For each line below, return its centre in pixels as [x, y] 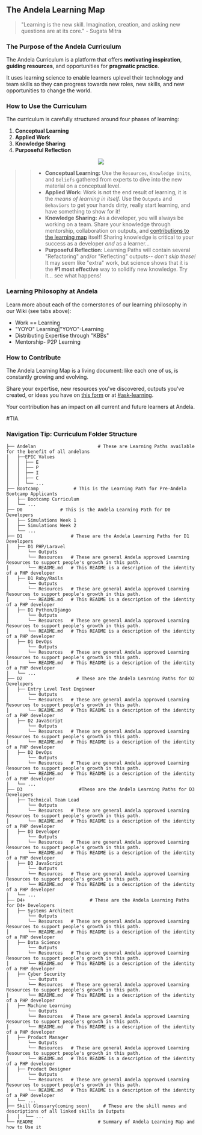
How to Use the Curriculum [47, 106]
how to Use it [24, 1127]
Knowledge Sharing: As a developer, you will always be [114, 218]
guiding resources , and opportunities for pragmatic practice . [83, 66]
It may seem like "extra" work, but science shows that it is [116, 263]
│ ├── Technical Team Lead [43, 800]
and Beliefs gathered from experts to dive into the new [113, 180]
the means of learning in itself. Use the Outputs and [109, 199]
